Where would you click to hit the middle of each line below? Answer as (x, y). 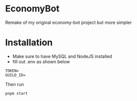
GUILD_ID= (15, 75)
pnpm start (16, 93)
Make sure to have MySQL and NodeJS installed (62, 56)
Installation (29, 43)
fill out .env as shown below (41, 61)
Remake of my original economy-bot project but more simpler (68, 22)
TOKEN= (12, 71)
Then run (14, 84)
